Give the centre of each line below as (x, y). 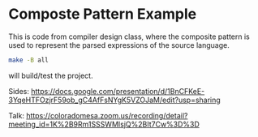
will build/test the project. (51, 75)
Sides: (19, 91)
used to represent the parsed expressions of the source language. (119, 45)
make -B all (28, 60)
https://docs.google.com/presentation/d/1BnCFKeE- (118, 91)
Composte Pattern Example (103, 14)
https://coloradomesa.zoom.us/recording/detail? (107, 115)
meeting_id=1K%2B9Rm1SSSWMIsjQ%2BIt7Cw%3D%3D (104, 124)
